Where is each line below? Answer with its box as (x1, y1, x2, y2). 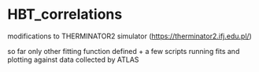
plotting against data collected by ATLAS (7, 55, 139, 64)
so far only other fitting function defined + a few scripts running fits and (7, 46, 240, 56)
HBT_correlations (7, 5, 123, 23)
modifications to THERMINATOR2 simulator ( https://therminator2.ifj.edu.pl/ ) (7, 31, 253, 41)
